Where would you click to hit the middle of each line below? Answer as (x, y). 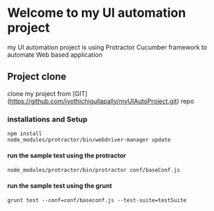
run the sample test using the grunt (60, 185)
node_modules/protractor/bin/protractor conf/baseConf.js (94, 170)
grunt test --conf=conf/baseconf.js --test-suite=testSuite (97, 200)
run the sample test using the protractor (67, 155)
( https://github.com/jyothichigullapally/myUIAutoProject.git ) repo (101, 101)
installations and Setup (47, 119)
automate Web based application (55, 55)
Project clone (37, 77)
